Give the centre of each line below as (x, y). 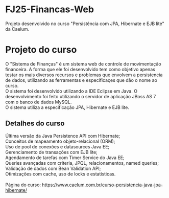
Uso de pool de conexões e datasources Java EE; (57, 146)
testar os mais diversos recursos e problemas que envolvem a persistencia (84, 75)
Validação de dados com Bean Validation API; (53, 168)
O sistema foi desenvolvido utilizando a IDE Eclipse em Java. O (71, 91)
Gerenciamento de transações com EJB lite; (52, 152)
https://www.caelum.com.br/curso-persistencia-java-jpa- (103, 185)
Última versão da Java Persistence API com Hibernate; (63, 136)
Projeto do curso (41, 50)
